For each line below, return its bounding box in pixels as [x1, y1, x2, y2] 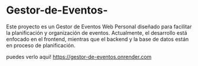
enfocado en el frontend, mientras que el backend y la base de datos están [6, 35, 189, 42]
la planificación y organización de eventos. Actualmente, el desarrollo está [6, 29, 187, 36]
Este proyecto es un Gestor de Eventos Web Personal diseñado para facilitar [6, 23, 192, 30]
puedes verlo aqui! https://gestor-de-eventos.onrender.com [6, 53, 152, 60]
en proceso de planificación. [6, 42, 76, 49]
